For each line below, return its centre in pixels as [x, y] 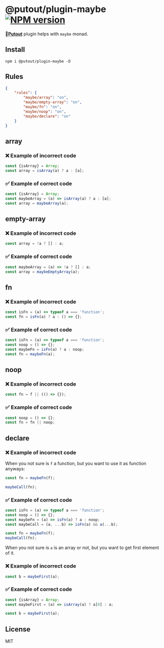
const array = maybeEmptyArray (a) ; [43, 272]
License [18, 629]
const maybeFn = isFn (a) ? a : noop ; [45, 349]
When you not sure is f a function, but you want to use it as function [76, 463]
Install [15, 50]
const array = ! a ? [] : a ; [35, 244]
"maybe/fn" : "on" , [43, 107]
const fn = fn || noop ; [30, 423]
